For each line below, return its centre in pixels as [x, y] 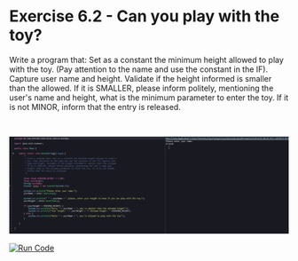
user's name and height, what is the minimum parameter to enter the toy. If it [149, 97]
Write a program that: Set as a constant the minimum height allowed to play [146, 59]
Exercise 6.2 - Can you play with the [145, 16]
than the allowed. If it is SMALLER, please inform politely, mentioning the [141, 88]
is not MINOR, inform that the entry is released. [95, 107]
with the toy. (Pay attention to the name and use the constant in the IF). [139, 69]
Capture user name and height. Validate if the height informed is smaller [141, 78]
